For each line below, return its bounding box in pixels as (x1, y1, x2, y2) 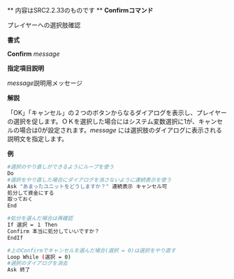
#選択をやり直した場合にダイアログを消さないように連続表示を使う (7, 176, 172, 183)
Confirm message (7, 50, 60, 58)
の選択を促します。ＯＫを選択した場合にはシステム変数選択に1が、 (7, 117, 199, 126)
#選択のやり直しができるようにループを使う (7, 163, 115, 170)
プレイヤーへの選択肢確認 (7, 21, 81, 29)
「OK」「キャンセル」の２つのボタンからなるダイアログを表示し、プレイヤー (7, 109, 227, 116)
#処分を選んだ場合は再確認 (7, 215, 73, 222)
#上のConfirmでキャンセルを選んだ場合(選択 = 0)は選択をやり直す (7, 247, 176, 254)
